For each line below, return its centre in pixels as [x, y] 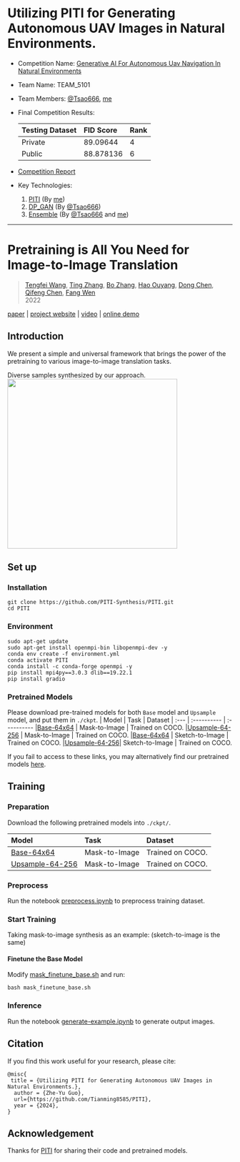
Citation [26, 1044]
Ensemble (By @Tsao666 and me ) [79, 214]
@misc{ [17, 1074]
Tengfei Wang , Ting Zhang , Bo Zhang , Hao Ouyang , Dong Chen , [119, 284]
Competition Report [46, 171]
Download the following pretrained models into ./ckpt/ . [89, 823]
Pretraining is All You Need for [98, 250]
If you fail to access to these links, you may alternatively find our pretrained [118, 756]
